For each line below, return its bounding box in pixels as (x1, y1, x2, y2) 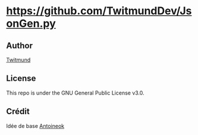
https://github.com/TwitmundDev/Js (6, 4, 192, 18)
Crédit (6, 106, 30, 117)
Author (6, 40, 33, 51)
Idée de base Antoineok (6, 122, 64, 129)
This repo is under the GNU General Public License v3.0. (6, 89, 144, 96)
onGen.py (6, 17, 56, 30)
